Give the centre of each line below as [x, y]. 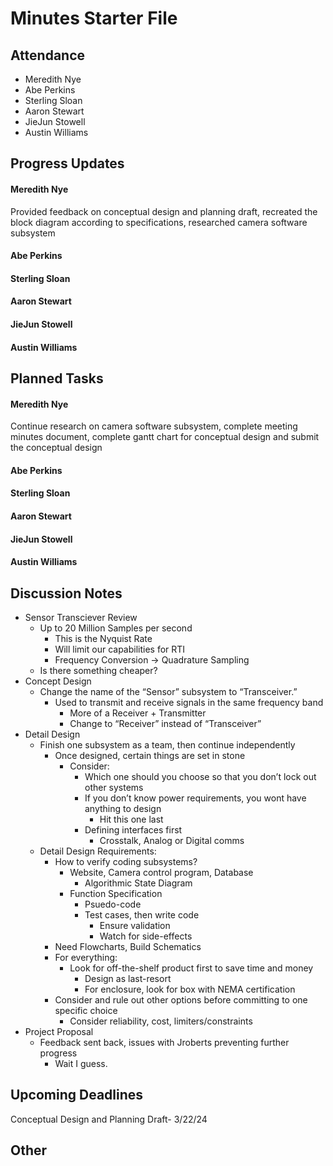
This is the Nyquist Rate [103, 638]
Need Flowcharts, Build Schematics [128, 946]
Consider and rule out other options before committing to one [181, 999]
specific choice [86, 1010]
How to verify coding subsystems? [126, 861]
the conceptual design [56, 448]
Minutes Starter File [94, 18]
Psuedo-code [113, 904]
